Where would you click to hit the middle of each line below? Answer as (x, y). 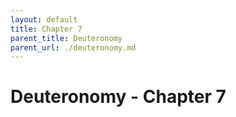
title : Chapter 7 (46, 29)
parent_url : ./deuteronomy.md (73, 47)
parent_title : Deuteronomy (66, 38)
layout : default (44, 19)
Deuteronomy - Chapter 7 (118, 97)
